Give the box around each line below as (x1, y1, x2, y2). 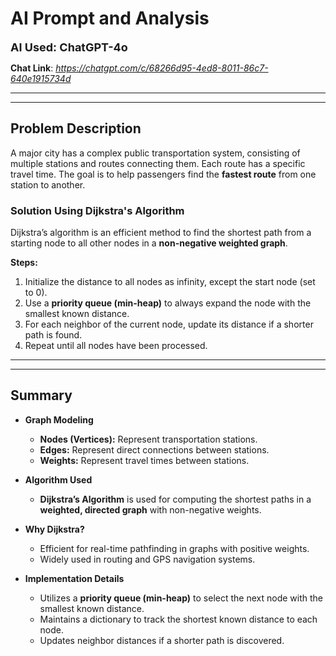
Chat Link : (10, 62, 54, 74)
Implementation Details (24, 572, 125, 584)
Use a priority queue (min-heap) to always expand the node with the (24, 297, 312, 309)
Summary (10, 387, 73, 404)
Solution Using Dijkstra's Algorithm (10, 203, 185, 217)
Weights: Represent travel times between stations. (39, 454, 250, 466)
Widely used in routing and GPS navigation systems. (39, 553, 256, 565)
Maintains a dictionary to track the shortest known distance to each (39, 613, 318, 625)
